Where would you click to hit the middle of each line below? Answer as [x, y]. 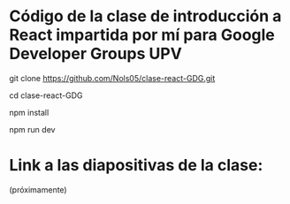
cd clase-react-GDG [46, 95]
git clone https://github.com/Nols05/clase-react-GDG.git [112, 78]
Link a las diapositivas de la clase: [136, 166]
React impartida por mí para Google [142, 35]
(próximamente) [38, 189]
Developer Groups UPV [96, 54]
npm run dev [32, 129]
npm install [29, 112]
